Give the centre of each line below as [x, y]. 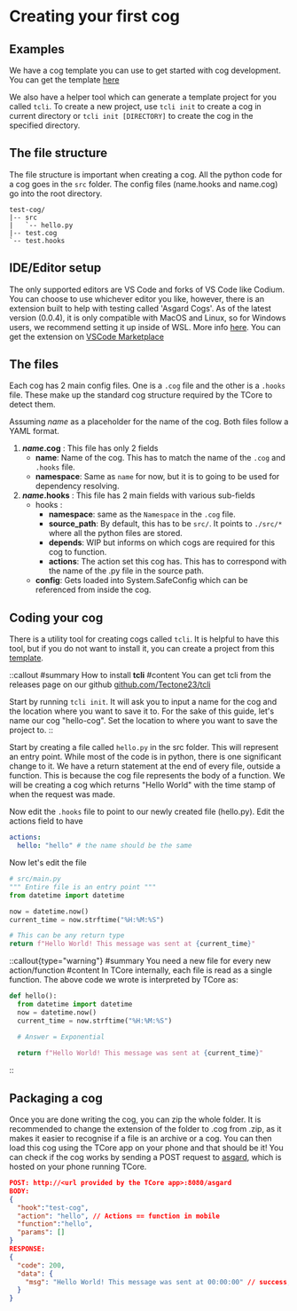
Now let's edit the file [48, 862]
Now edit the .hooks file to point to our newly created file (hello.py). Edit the [147, 812]
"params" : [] [41, 1232]
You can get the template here [64, 80]
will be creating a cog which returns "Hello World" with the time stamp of [143, 785]
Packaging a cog [56, 1098]
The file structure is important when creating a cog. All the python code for [146, 174]
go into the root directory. [56, 193]
